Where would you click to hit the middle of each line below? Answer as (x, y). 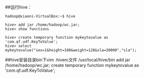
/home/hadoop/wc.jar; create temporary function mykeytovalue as (72, 65)
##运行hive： (19, 7)
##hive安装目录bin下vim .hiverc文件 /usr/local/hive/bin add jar (68, 60)
